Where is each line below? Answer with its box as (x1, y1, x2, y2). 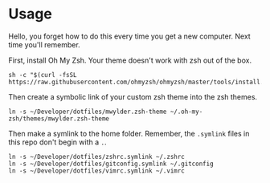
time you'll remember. (8, 39, 80, 49)
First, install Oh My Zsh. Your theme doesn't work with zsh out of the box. (8, 55, 252, 65)
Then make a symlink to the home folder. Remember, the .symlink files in (8, 128, 250, 138)
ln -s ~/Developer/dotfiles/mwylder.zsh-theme (8, 108, 167, 116)
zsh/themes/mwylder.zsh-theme (8, 114, 110, 123)
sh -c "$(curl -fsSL (8, 71, 78, 79)
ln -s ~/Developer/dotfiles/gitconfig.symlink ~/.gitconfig (8, 160, 215, 168)
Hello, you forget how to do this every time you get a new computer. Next (8, 31, 251, 41)
